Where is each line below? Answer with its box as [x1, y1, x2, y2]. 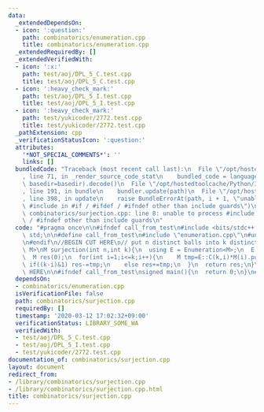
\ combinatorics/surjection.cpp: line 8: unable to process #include [22, 210, 255, 217]
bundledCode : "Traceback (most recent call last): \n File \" [15, 165, 223, 173]
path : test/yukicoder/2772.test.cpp [22, 114, 143, 122]
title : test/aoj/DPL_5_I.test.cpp [22, 99, 135, 107]
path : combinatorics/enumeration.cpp [22, 33, 146, 42]
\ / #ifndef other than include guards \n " [22, 217, 163, 225]
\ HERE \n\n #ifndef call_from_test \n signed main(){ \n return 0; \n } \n [22, 268, 255, 276]
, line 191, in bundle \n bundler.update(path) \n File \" [22, 187, 226, 195]
